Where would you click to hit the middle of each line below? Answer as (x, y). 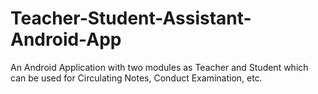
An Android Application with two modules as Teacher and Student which (159, 67)
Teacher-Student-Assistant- (131, 18)
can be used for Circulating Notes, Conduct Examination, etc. (136, 78)
